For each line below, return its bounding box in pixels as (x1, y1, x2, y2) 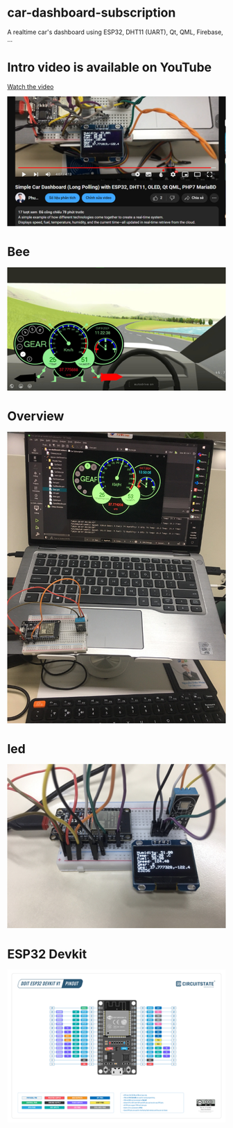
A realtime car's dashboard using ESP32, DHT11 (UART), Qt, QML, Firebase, (7, 28, 223, 36)
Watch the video (7, 82, 54, 91)
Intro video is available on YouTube (7, 60, 212, 76)
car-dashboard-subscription (7, 5, 176, 21)
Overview (7, 408, 64, 424)
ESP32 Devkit (7, 946, 87, 962)
